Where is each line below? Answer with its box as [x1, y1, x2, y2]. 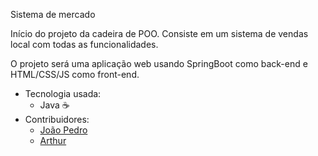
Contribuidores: [24, 114, 90, 125]
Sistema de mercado [10, 9, 96, 20]
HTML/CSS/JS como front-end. [10, 69, 140, 80]
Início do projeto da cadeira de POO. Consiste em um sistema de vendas [10, 28, 309, 39]
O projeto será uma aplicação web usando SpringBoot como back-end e [10, 58, 308, 69]
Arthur [39, 135, 67, 146]
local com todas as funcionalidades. [10, 39, 159, 50]
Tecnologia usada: [24, 88, 102, 99]
